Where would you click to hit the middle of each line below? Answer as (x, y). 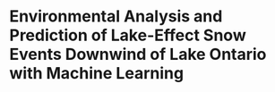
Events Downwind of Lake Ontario (138, 54)
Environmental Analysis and (116, 17)
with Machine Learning (97, 74)
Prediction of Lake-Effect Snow (128, 35)
